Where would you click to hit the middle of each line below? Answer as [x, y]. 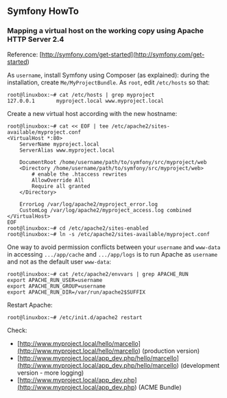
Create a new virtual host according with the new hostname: [92, 113]
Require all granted [61, 186]
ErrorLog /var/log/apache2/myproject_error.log [88, 204]
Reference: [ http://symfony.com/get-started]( [71, 54]
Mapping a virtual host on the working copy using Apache [106, 31]
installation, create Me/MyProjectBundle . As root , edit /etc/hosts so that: [109, 82]
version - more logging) [50, 373]
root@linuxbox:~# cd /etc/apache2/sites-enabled [78, 228]
